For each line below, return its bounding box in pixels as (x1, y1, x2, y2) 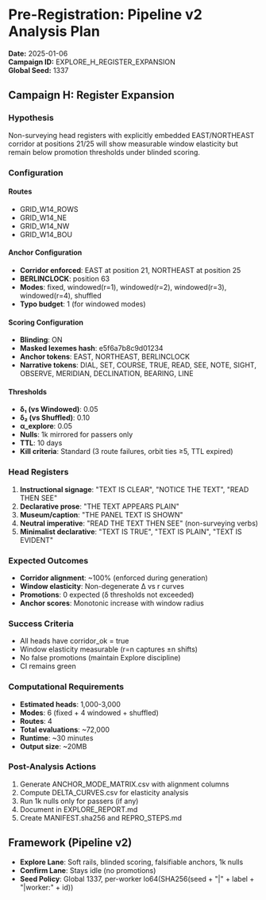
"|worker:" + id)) (19, 883, 74, 892)
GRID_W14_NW (19, 221, 70, 231)
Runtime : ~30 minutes (19, 733, 94, 743)
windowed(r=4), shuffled (19, 290, 102, 300)
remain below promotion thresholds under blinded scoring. (8, 147, 201, 156)
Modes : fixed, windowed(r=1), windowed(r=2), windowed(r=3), (19, 282, 227, 291)
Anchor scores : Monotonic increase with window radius (19, 598, 204, 608)
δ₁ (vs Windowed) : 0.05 (19, 405, 98, 414)
